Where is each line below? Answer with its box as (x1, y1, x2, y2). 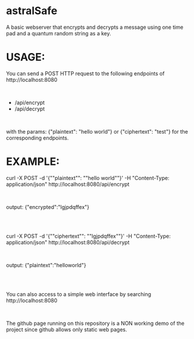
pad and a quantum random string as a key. (6, 29, 112, 36)
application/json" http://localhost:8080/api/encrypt (6, 181, 130, 188)
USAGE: (6, 51, 45, 64)
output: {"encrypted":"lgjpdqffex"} (6, 203, 90, 210)
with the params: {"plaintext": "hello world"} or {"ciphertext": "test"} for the (6, 128, 188, 135)
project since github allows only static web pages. (6, 325, 128, 333)
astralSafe (6, 4, 58, 18)
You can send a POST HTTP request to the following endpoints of (6, 69, 165, 77)
